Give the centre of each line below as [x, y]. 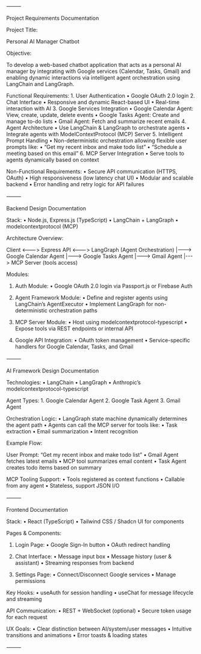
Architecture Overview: [35, 238]
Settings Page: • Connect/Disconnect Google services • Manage [95, 574]
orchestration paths [73, 310]
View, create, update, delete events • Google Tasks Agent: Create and [93, 115]
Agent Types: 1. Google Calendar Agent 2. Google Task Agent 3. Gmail [93, 401]
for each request [27, 617]
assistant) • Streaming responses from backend [74, 563]
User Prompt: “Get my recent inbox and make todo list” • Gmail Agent [92, 455]
